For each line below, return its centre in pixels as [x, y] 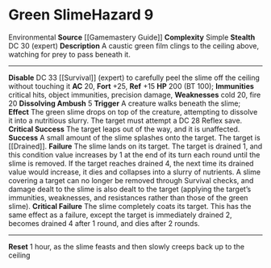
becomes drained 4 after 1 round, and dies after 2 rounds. [104, 223]
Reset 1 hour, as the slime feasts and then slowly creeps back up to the [126, 246]
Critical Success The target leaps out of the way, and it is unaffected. [124, 129]
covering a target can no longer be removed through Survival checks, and [131, 180]
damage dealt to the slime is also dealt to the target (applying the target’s [130, 189]
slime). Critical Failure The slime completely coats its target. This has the [130, 206]
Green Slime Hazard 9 [81, 15]
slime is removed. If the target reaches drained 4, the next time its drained [131, 163]
